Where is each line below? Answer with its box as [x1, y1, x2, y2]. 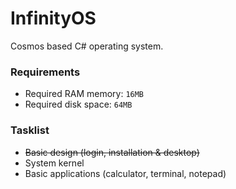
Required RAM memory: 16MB [24, 88, 145, 100]
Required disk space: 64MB [24, 98, 133, 111]
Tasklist [10, 123, 50, 137]
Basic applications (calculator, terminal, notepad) [24, 167, 227, 179]
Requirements [10, 65, 81, 79]
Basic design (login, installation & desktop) [24, 146, 200, 158]
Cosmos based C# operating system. [10, 40, 164, 52]
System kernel [24, 157, 85, 169]
